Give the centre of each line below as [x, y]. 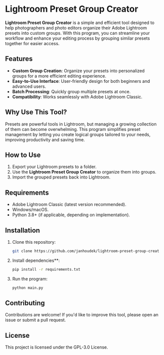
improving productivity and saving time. [45, 139]
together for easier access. [32, 43]
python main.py [28, 288]
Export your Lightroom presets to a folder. [54, 167]
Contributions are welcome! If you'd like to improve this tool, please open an [82, 315]
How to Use [23, 155]
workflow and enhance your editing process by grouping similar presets [78, 38]
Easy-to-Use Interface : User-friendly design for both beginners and [81, 81]
